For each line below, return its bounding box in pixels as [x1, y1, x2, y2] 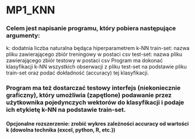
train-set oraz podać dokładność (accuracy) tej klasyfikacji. [6, 69, 149, 76]
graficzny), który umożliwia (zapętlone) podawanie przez [6, 91, 172, 99]
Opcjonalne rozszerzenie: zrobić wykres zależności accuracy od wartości [6, 120, 189, 127]
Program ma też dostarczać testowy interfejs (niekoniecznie [6, 84, 181, 92]
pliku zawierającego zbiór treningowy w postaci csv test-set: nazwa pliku [6, 51, 183, 58]
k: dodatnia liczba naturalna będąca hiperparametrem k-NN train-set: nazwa [6, 45, 190, 52]
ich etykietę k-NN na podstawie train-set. [6, 106, 126, 114]
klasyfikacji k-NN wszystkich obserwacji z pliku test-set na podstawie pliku [6, 63, 187, 70]
